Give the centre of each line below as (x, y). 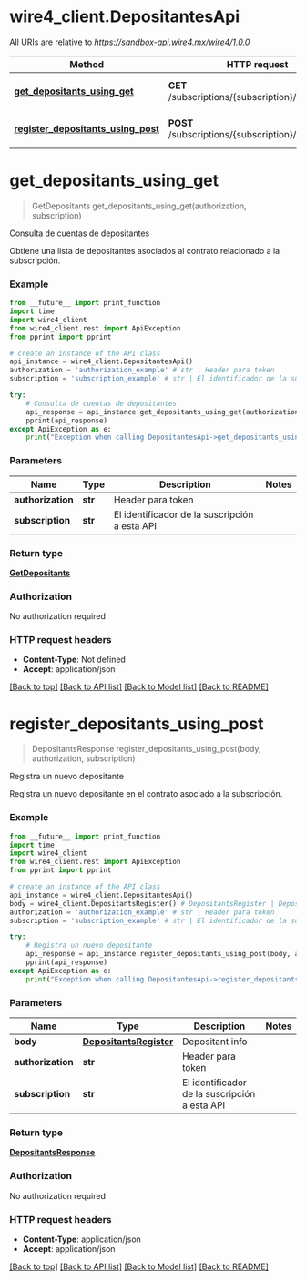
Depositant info (214, 1042)
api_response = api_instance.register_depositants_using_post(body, (158, 954)
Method (87, 64)
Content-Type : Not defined (74, 660)
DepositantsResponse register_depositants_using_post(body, (146, 749)
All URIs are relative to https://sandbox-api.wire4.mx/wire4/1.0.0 (130, 42)
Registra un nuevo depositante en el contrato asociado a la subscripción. (146, 794)
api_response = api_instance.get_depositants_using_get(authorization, (164, 412)
